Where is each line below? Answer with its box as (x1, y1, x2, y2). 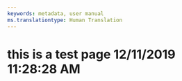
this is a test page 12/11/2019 (7, 46, 176, 62)
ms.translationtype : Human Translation (7, 17, 123, 24)
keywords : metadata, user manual (7, 10, 104, 17)
